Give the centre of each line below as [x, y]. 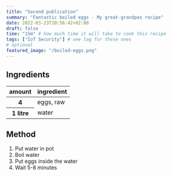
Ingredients [28, 75]
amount [20, 91]
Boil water [27, 155]
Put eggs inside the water [46, 161]
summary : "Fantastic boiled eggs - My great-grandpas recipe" [85, 17]
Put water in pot [34, 149]
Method [21, 134]
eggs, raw [51, 102]
